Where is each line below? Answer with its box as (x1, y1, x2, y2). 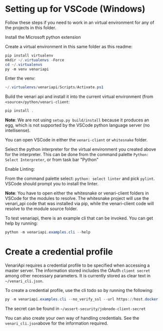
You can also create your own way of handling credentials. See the (5, 315, 140, 321)
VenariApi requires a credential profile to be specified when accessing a (5, 262, 150, 268)
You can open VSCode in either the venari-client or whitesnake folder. (5, 137, 148, 143)
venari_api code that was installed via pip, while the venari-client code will (5, 201, 154, 207)
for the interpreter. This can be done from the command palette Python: (5, 152, 149, 157)
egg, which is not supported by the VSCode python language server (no (5, 122, 150, 128)
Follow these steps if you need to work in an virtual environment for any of (5, 19, 155, 25)
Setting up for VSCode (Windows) (5, 3, 145, 15)
